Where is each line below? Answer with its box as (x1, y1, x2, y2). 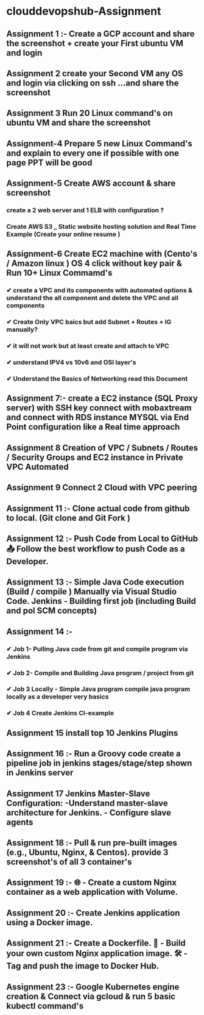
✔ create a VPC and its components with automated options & (6, 286, 193, 295)
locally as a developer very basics (6, 692, 109, 701)
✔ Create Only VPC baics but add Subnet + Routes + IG (6, 318, 172, 326)
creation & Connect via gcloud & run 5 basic (6, 991, 175, 1002)
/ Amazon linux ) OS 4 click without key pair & (6, 258, 182, 269)
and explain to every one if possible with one (6, 148, 180, 158)
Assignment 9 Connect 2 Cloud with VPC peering (6, 482, 197, 493)
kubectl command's (6, 1000, 84, 1011)
